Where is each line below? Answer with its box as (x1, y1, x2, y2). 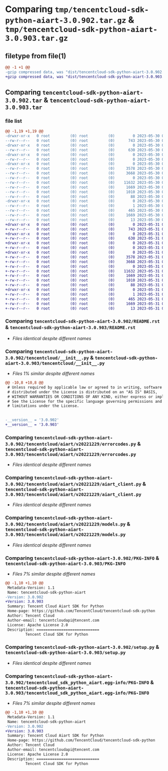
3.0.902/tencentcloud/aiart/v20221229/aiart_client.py (5, 481, 141, 487)
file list (5, 117, 22, 124)
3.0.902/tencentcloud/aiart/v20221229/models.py (5, 522, 126, 527)
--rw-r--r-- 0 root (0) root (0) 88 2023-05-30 (5, 194, 160, 199)
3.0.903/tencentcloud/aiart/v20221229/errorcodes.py (5, 451, 136, 457)
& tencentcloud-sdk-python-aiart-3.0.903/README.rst (5, 324, 136, 331)
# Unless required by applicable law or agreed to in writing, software (7, 385, 162, 390)
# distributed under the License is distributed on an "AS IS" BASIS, (7, 389, 157, 394)
